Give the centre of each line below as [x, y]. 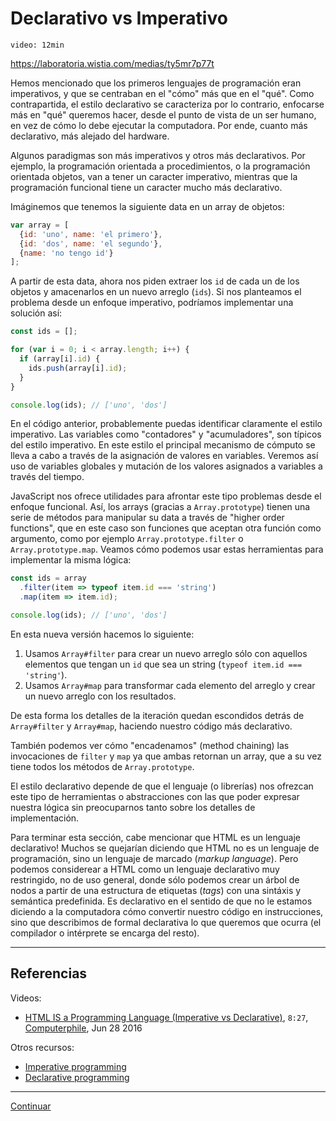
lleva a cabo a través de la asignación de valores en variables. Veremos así [164, 456]
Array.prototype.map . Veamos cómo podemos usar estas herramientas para [167, 549]
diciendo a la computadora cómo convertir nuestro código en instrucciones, [167, 911]
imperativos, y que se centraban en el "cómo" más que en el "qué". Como [162, 93]
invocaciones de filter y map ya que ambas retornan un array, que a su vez [166, 756]
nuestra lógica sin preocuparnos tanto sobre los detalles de [133, 807]
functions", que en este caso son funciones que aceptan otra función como [166, 528]
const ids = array [48, 578]
